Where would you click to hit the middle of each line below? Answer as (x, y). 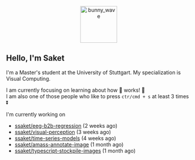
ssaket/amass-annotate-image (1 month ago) (69, 144)
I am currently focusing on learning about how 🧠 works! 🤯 (75, 90)
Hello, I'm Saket (35, 58)
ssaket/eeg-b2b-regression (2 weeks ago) (66, 125)
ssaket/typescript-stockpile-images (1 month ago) (75, 151)
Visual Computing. (28, 78)
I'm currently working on (36, 114)
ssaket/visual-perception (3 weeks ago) (63, 132)
